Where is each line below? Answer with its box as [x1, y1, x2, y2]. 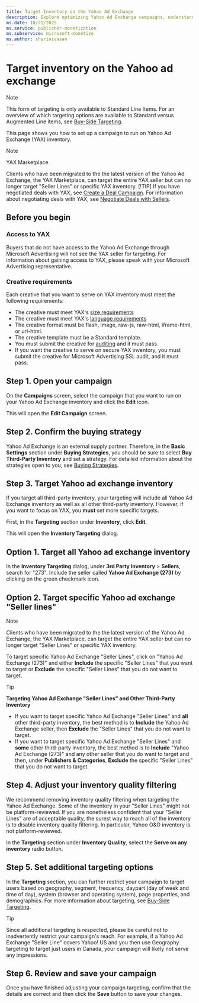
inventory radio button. [6, 845, 63, 852]
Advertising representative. [6, 262, 73, 270]
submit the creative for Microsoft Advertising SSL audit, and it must [14, 353, 179, 360]
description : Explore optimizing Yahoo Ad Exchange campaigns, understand [6, 14, 195, 20]
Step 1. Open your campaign [6, 376, 113, 386]
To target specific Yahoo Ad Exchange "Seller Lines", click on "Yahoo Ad [6, 653, 183, 660]
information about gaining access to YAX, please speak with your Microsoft [6, 256, 190, 264]
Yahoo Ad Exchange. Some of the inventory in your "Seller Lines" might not [6, 802, 190, 809]
